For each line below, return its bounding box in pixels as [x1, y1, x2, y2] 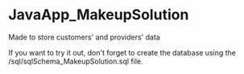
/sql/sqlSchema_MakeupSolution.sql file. [8, 56, 143, 66]
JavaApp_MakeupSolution [8, 6, 189, 24]
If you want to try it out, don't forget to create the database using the [8, 47, 236, 57]
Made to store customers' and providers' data [8, 32, 161, 42]
